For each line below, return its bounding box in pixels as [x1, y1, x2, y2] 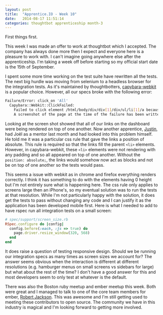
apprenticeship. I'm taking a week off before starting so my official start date [5, 59, 158, 65]
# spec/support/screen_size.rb [5, 217, 68, 222]
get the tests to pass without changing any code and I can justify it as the [5, 197, 151, 203]
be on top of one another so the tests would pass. [5, 162, 105, 168]
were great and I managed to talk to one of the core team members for [5, 289, 146, 295]
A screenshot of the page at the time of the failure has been [14, 112, 145, 117]
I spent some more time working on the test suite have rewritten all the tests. [5, 73, 158, 79]
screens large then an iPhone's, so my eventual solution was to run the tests [5, 187, 157, 192]
